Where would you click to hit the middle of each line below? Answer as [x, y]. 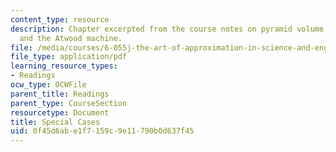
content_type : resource [60, 19]
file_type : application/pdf [69, 57]
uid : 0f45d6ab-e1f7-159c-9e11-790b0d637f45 [102, 131]
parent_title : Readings [60, 94]
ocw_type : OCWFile [48, 85]
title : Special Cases [55, 122]
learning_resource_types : [64, 66]
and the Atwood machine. [71, 38]
